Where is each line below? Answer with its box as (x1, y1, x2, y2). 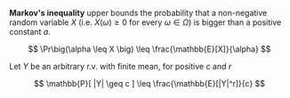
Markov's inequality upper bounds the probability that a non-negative (9, 8, 268, 18)
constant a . (9, 27, 51, 37)
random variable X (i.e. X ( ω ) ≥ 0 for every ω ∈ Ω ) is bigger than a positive (9, 17, 282, 28)
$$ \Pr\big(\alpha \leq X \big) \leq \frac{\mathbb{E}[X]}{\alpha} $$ (28, 44, 271, 54)
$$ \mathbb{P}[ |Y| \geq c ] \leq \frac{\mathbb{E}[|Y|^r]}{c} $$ (34, 78, 265, 88)
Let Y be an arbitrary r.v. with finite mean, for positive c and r (9, 61, 232, 71)
